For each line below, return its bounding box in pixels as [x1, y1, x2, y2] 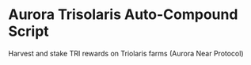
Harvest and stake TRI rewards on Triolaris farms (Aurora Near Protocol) [8, 48, 244, 58]
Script [8, 22, 49, 40]
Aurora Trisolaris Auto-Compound [8, 6, 238, 24]
